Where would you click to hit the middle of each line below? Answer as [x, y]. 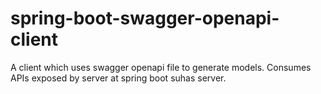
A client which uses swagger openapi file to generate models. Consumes [161, 67]
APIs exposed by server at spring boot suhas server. [118, 78]
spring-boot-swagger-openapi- [145, 18]
